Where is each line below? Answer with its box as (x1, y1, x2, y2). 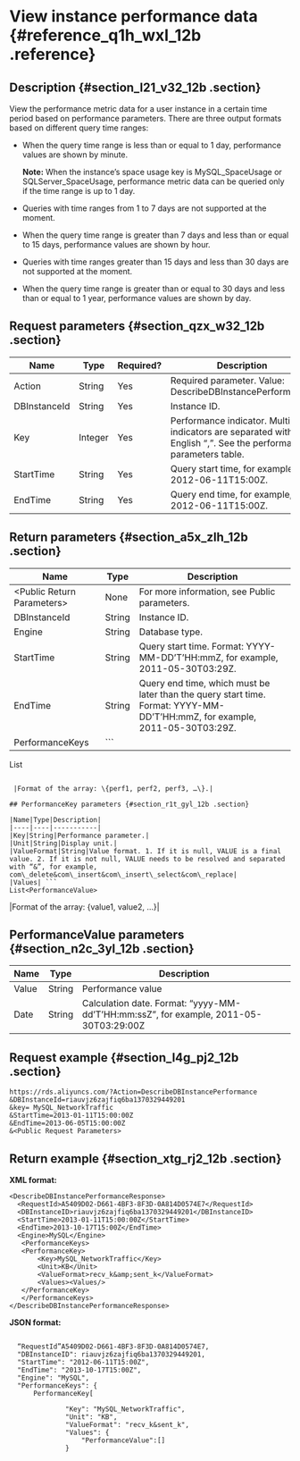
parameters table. (170, 448, 245, 460)
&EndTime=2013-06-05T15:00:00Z (9, 1119, 126, 1128)
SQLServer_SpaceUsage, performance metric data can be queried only (21, 176, 285, 187)
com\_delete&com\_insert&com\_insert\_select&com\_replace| (9, 869, 238, 879)
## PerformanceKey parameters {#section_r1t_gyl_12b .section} (9, 800, 250, 809)
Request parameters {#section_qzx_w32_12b (9, 319, 265, 334)
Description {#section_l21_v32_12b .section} (9, 80, 262, 95)
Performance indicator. (170, 414, 268, 426)
